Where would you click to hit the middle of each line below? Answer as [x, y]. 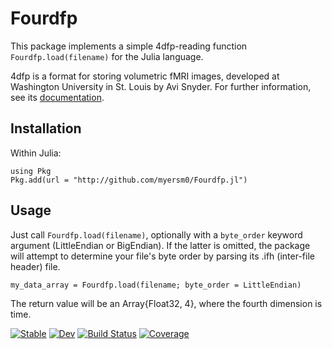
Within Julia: [36, 153]
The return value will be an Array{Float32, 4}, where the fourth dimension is [166, 303]
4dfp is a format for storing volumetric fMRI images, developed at [145, 76]
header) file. [35, 266]
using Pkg [31, 171]
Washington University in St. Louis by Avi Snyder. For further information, [161, 86]
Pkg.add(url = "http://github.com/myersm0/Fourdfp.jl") [129, 180]
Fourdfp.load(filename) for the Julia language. [107, 56]
